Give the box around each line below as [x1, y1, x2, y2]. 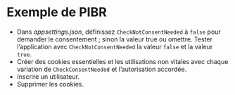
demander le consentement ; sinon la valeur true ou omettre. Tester [16, 34, 212, 43]
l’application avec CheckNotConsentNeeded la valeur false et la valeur [16, 42, 213, 51]
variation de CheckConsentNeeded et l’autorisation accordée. [16, 65, 187, 73]
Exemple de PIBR [6, 4, 107, 20]
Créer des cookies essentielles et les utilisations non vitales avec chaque [16, 57, 229, 65]
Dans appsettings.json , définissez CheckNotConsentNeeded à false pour [16, 27, 221, 36]
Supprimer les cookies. [16, 80, 84, 88]
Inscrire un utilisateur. [16, 72, 80, 81]
